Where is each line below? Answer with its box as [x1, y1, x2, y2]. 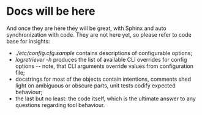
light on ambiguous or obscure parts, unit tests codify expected [15, 81, 176, 89]
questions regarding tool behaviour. [15, 101, 105, 108]
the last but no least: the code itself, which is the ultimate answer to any [15, 95, 196, 102]
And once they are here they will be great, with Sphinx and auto [6, 24, 166, 32]
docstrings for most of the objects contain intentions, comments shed [15, 75, 192, 83]
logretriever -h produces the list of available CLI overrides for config [15, 56, 187, 63]
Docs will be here [6, 4, 95, 18]
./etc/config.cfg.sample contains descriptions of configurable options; [15, 49, 193, 56]
